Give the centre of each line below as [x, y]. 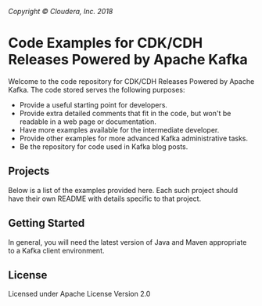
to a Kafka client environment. [56, 250]
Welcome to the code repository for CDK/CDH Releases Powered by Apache [131, 81]
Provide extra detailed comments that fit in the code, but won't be [125, 113]
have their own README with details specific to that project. [105, 199]
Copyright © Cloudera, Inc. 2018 [61, 11]
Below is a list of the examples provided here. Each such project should [123, 190]
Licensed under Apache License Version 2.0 [79, 294]
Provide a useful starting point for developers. [93, 104]
